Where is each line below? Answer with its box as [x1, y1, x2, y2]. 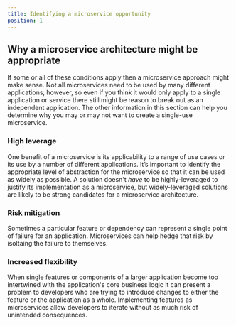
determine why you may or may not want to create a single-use [7, 111, 193, 119]
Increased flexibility [7, 256, 78, 266]
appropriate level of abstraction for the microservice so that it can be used [7, 168, 225, 176]
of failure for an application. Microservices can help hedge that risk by [7, 232, 213, 240]
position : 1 [7, 17, 43, 24]
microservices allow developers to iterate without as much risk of [7, 303, 199, 312]
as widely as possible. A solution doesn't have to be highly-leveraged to [7, 175, 218, 183]
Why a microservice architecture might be [7, 43, 198, 55]
